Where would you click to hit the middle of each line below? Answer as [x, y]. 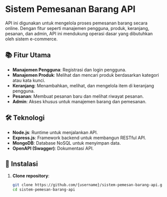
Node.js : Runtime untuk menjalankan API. [55, 132]
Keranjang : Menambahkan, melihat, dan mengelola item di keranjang [83, 85]
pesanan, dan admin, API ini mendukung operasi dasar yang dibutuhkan [79, 33]
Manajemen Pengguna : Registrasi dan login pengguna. [69, 70]
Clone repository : [31, 176]
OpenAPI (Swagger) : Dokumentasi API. [53, 148]
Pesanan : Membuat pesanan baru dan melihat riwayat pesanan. [78, 96]
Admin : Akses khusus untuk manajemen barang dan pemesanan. [79, 101]
